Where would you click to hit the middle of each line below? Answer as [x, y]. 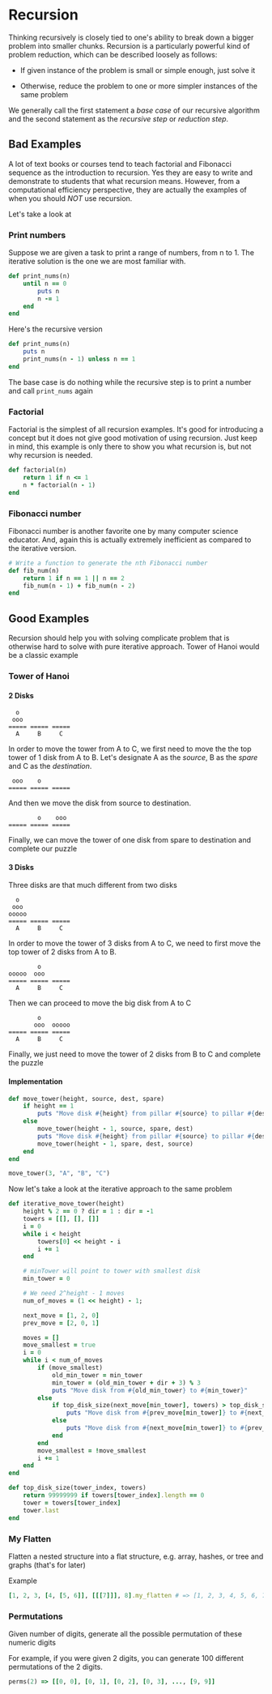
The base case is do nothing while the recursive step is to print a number [130, 382]
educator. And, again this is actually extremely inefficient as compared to [130, 540]
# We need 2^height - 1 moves [74, 1294]
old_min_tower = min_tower [97, 1375]
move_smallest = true [59, 1345]
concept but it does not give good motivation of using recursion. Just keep [133, 438]
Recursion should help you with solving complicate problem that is [119, 638]
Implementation [36, 1082]
